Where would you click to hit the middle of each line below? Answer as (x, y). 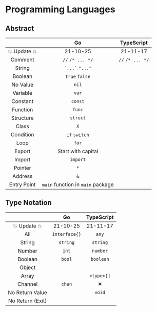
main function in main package (78, 184)
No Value (23, 85)
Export (23, 151)
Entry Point (23, 184)
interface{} (66, 234)
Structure (23, 118)
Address (22, 176)
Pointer (22, 168)
